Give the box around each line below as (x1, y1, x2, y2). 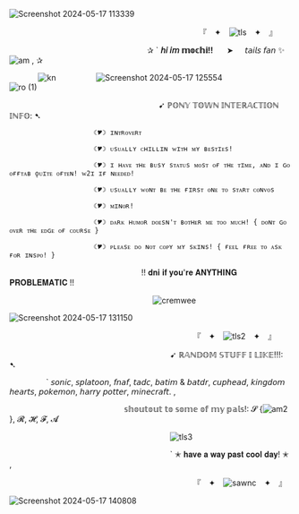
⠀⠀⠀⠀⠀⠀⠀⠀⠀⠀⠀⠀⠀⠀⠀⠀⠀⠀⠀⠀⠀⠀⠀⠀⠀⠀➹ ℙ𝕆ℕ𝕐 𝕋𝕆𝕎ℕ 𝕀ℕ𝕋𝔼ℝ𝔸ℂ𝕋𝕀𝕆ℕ (9, 99, 279, 110)
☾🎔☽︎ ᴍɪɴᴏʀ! (93, 201, 134, 210)
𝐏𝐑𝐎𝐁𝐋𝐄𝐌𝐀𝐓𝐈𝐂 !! (9, 278, 74, 287)
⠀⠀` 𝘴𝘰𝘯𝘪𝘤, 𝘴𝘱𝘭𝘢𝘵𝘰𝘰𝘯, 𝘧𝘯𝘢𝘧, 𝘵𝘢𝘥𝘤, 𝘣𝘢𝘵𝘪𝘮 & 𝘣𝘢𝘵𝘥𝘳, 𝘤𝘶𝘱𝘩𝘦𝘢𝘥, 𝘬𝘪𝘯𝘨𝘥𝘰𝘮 (34, 377, 286, 387)
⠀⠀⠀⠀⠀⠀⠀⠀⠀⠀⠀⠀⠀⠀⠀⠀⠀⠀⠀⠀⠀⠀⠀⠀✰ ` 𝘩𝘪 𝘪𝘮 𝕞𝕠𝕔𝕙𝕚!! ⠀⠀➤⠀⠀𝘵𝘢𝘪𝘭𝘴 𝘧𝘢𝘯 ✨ (9, 45, 285, 56)
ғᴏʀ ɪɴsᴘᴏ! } (9, 251, 56, 260)
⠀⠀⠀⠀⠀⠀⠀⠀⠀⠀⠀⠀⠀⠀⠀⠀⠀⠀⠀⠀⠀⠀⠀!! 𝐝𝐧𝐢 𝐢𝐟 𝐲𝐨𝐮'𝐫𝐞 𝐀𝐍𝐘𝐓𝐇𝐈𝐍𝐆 (9, 267, 237, 278)
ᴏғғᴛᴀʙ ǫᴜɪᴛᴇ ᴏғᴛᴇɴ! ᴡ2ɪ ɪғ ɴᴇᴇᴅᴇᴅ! (9, 169, 135, 178)
